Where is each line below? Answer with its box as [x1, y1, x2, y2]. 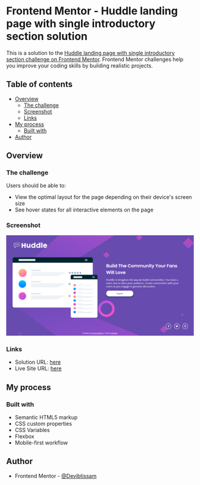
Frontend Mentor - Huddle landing [6, 4, 178, 18]
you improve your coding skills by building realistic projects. [6, 62, 153, 69]
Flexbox [14, 432, 35, 440]
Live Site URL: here [14, 365, 62, 372]
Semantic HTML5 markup [14, 413, 78, 420]
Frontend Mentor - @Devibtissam [14, 472, 97, 479]
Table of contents [6, 79, 73, 90]
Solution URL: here [14, 358, 61, 366]
